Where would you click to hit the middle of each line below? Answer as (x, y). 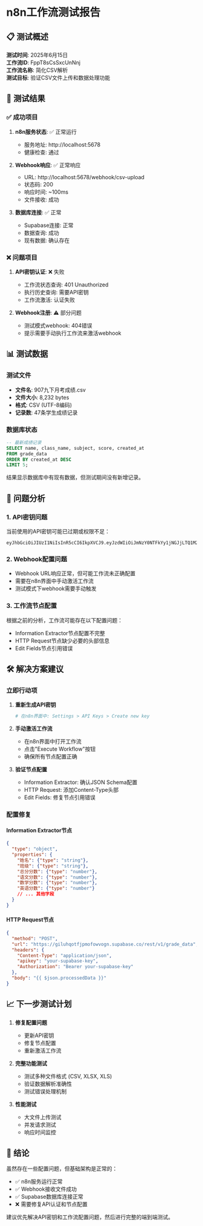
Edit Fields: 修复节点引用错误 (60, 797)
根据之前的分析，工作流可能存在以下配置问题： (64, 620)
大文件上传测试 (43, 1117)
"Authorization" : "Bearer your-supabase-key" (76, 967)
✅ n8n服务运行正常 (39, 1182)
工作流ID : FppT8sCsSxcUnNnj (43, 62)
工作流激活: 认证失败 (50, 300)
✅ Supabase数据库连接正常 (49, 1197)
